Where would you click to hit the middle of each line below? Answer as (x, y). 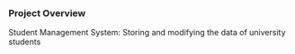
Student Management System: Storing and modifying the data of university (147, 33)
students (25, 42)
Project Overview (47, 13)
